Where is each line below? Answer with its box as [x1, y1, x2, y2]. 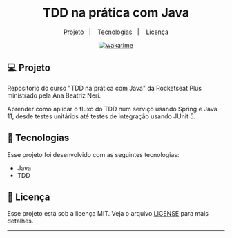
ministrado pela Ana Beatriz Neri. [7, 91, 101, 100]
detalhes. [7, 217, 34, 226]
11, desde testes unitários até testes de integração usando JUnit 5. [7, 112, 195, 120]
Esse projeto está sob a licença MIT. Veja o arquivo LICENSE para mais [7, 210, 209, 218]
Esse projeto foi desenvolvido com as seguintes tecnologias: [7, 150, 180, 158]
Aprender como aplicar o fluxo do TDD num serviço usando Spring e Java [7, 104, 217, 113]
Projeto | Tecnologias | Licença [63, 28, 169, 36]
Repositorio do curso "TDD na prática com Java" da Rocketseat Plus [7, 84, 202, 92]
